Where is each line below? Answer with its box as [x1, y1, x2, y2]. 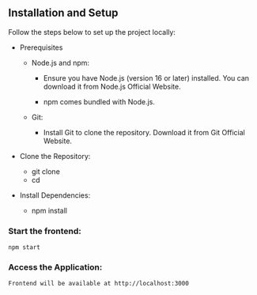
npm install [31, 206, 67, 215]
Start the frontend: [8, 225, 81, 236]
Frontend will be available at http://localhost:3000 [8, 280, 190, 288]
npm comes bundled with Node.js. [43, 96, 156, 106]
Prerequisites [19, 43, 63, 52]
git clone [31, 166, 61, 176]
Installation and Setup [8, 6, 119, 20]
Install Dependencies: [19, 190, 91, 200]
